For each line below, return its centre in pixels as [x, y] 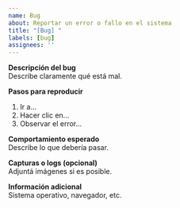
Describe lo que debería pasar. [59, 148]
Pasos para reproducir [46, 91]
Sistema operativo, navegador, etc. [65, 195]
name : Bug [25, 15]
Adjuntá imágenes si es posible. [60, 171]
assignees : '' [32, 45]
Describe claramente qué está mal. [65, 76]
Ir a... [28, 107]
